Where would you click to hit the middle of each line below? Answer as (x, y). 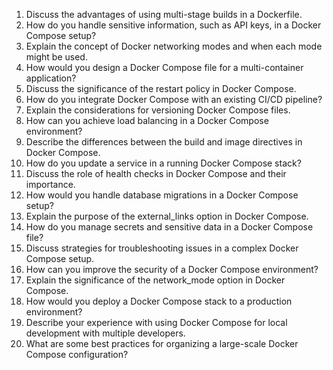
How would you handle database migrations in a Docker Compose (162, 195)
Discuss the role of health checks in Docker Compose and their (156, 173)
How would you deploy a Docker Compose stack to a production (159, 301)
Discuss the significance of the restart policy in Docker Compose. (161, 88)
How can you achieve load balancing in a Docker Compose (147, 120)
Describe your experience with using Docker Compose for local (156, 322)
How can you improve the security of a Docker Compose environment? (172, 269)
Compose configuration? (77, 354)
